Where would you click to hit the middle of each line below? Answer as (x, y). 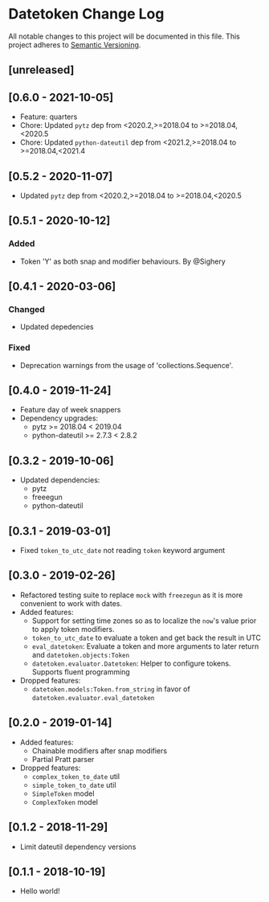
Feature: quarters (49, 117)
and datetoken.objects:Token (81, 654)
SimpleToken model (63, 793)
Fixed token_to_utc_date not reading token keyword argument (122, 551)
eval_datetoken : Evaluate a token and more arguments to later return (145, 646)
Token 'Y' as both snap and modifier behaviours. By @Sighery (123, 261)
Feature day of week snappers (70, 410)
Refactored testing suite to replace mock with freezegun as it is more (131, 595)
